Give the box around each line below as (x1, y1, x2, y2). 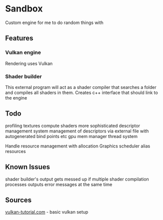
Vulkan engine (5, 49, 41, 56)
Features (5, 34, 33, 42)
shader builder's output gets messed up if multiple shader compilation (5, 176, 150, 182)
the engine (5, 94, 27, 100)
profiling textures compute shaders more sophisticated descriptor (5, 122, 141, 128)
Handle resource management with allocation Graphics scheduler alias (5, 143, 151, 149)
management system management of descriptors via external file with (5, 128, 149, 134)
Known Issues (5, 163, 50, 171)
